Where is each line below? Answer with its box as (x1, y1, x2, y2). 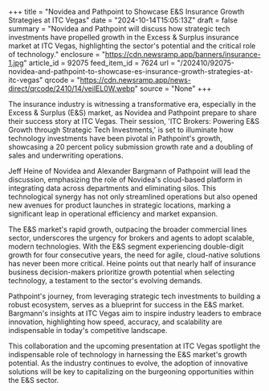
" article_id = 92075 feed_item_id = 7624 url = (23, 58, 176, 68)
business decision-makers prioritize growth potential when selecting (8, 267, 235, 277)
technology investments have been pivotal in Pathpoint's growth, (8, 134, 223, 143)
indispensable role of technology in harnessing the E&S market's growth (8, 350, 247, 359)
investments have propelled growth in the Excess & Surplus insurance (8, 32, 239, 42)
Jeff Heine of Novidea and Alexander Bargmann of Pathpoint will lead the (8, 167, 251, 175)
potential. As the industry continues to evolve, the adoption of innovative (8, 358, 249, 368)
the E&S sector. (8, 376, 59, 385)
